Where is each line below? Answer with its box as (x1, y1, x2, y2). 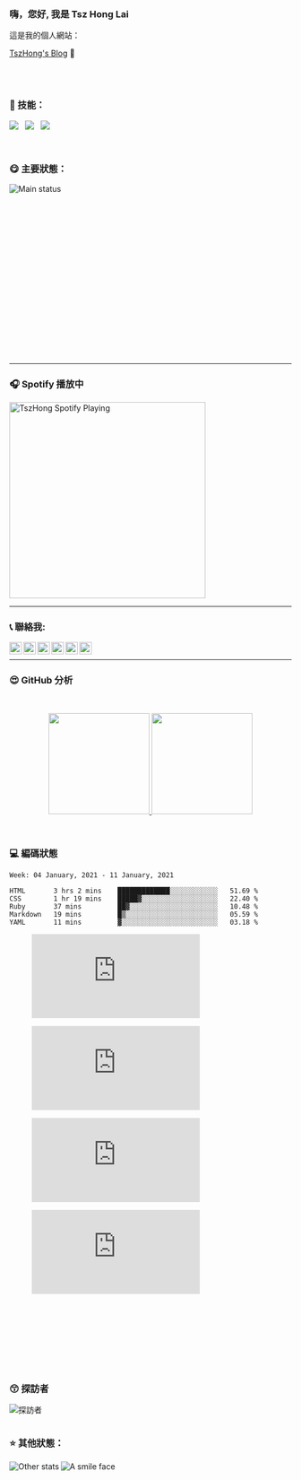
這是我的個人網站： (9, 30, 81, 41)
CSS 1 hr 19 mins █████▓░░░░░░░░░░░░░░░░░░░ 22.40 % (9, 894, 258, 903)
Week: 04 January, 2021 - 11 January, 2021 (9, 871, 175, 880)
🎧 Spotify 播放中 (9, 378, 84, 390)
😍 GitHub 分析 (9, 675, 73, 687)
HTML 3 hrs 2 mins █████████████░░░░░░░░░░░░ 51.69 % (9, 886, 258, 896)
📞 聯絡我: (9, 621, 47, 633)
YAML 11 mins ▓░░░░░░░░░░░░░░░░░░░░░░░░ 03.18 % (9, 918, 258, 927)
